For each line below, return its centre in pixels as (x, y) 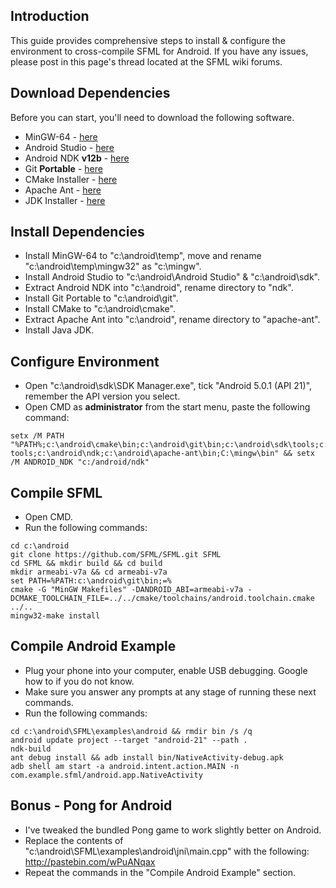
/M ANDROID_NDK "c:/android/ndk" (80, 462)
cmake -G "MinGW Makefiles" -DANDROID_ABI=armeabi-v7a (127, 590)
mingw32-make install (55, 616)
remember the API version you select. (102, 396)
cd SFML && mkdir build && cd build (86, 564)
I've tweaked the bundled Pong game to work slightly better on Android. (173, 830)
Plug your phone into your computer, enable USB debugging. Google (166, 670)
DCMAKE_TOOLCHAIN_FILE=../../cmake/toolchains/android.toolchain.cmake (162, 599)
